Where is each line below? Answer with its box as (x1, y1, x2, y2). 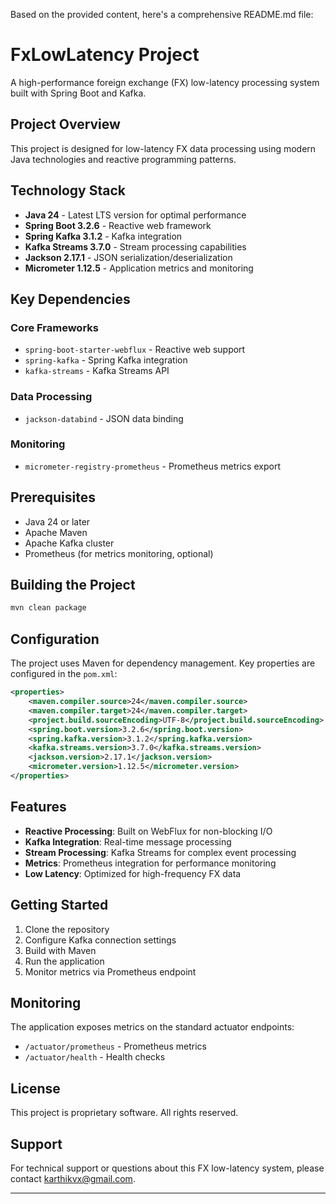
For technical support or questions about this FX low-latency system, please (10, 1162, 325, 1174)
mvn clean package (10, 603, 87, 613)
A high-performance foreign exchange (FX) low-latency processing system (10, 76, 320, 88)
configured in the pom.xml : (10, 668, 118, 680)
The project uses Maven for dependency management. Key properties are (10, 657, 316, 669)
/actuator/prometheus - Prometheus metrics (24, 1040, 207, 1053)
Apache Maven (24, 526, 88, 538)
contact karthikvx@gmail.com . (10, 1172, 136, 1184)
